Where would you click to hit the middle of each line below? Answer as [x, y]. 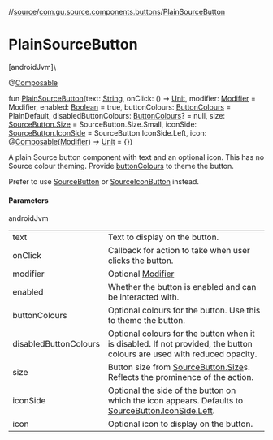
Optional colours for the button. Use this [184, 310]
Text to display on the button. [163, 237]
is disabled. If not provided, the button [180, 344]
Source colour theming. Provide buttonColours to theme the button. [121, 166]
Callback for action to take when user [179, 251]
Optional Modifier [141, 274]
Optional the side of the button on [172, 390]
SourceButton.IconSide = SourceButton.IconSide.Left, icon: [108, 132]
